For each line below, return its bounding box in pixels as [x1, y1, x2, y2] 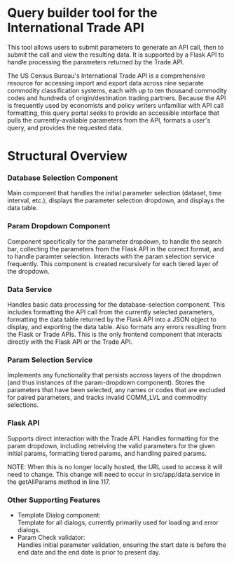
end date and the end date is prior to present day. [17, 548, 161, 556]
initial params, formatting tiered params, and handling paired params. [7, 449, 207, 457]
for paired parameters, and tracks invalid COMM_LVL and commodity [7, 394, 207, 402]
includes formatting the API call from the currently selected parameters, [7, 308, 214, 317]
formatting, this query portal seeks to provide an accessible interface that [7, 109, 219, 117]
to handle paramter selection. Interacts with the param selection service [7, 252, 215, 260]
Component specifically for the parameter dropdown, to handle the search [7, 237, 222, 246]
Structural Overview [7, 148, 128, 164]
